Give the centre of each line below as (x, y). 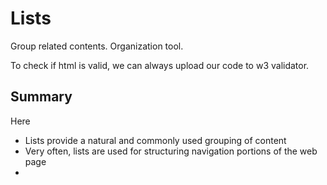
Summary (41, 97)
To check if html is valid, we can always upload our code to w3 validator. (160, 65)
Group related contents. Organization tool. (97, 46)
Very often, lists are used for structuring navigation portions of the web (171, 151)
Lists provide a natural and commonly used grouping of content (155, 140)
